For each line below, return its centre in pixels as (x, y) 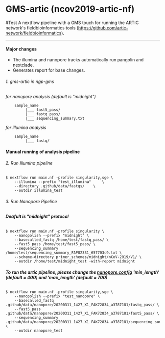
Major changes (21, 49)
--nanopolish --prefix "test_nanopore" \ (57, 296)
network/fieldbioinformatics (34, 33)
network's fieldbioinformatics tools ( (42, 27)
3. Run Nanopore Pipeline (31, 201)
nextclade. (23, 65)
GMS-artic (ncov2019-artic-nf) (70, 9)
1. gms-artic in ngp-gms (30, 81)
